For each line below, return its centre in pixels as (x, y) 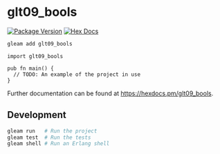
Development (37, 115)
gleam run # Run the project (52, 131)
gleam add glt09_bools (40, 44)
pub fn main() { (30, 68)
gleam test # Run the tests (49, 137)
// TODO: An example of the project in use (77, 74)
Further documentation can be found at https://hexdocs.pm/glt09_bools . (110, 93)
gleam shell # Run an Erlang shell (58, 144)
